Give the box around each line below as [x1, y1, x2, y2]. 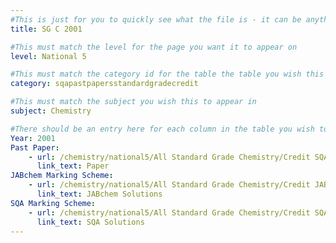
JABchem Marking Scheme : [10, 171, 114, 181]
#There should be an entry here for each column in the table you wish [10, 124, 315, 134]
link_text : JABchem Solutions [36, 189, 163, 199]
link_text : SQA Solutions [36, 217, 145, 227]
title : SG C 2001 [10, 24, 83, 34]
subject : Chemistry [10, 106, 92, 116]
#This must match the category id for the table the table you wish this [10, 69, 325, 80]
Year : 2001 [10, 133, 56, 143]
